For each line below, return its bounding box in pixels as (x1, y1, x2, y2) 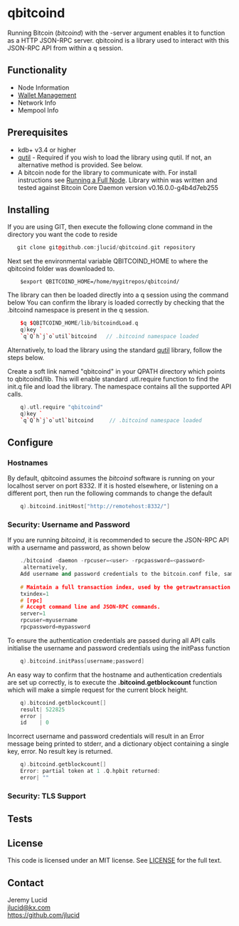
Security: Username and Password (7, 520, 130, 530)
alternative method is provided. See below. (17, 160, 144, 169)
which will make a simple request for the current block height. (7, 685, 188, 694)
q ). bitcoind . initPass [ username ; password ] (20, 657, 144, 665)
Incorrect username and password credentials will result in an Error (7, 732, 205, 741)
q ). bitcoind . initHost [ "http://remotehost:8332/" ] (20, 503, 171, 510)
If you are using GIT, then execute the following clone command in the (7, 223, 213, 231)
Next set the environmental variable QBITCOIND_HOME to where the (7, 257, 208, 265)
